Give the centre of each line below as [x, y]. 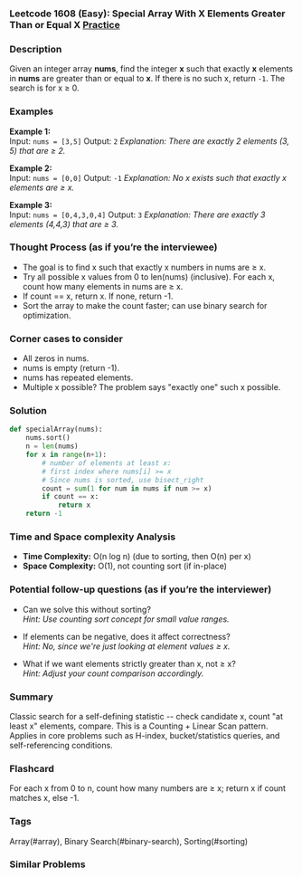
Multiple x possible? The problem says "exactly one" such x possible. [151, 387]
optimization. [47, 315]
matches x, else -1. [44, 798]
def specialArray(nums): [56, 429]
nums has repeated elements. [78, 377]
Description [36, 49]
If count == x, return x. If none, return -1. [98, 296]
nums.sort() [48, 438]
